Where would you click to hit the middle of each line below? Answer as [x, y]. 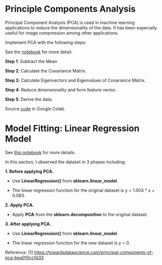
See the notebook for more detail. [39, 52]
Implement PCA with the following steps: [46, 42]
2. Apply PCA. [20, 205]
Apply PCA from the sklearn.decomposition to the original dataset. [80, 214]
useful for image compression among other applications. [62, 33]
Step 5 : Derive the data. [29, 99]
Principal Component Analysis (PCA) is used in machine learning [70, 22]
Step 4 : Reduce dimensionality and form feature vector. [61, 89]
